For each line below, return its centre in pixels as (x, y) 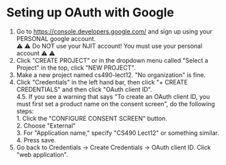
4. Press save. (36, 140)
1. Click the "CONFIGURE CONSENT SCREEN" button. (92, 118)
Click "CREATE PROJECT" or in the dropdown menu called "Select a (112, 60)
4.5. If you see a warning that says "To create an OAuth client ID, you (113, 96)
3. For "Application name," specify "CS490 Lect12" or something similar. (117, 133)
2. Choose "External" (46, 125)
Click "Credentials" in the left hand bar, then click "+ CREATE (102, 82)
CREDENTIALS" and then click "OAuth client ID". (84, 89)
